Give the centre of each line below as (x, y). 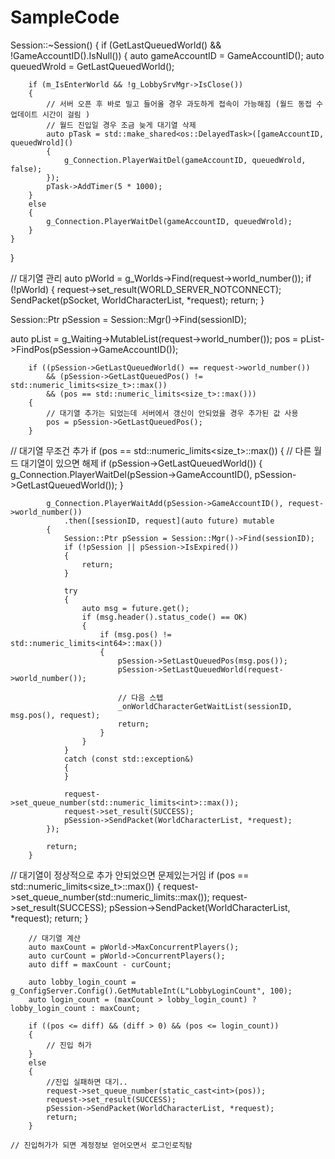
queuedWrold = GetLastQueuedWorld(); (92, 66)
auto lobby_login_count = (82, 982)
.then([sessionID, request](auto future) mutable (169, 521)
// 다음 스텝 (140, 697)
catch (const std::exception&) (129, 759)
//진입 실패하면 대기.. (87, 1082)
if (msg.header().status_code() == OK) (164, 617)
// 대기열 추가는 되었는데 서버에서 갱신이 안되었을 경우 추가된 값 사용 (172, 413)
